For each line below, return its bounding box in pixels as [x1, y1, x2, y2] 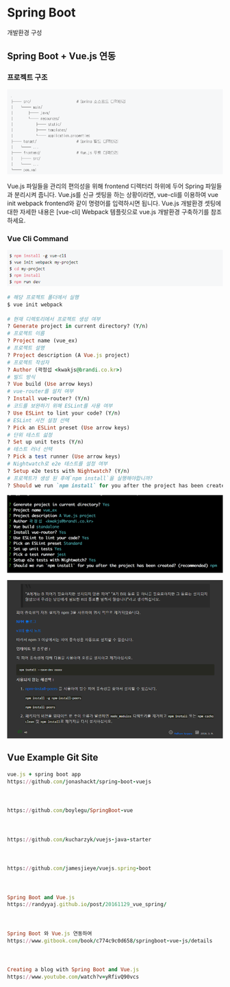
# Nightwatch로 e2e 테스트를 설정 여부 [7, 461, 108, 467]
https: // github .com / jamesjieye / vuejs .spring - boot [7, 865, 152, 872]
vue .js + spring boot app [7, 771, 81, 778]
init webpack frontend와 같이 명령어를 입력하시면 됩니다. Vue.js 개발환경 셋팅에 [7, 199, 221, 207]
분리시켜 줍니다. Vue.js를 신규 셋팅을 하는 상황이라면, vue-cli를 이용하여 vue [14, 190, 219, 198]
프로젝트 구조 [7, 73, 48, 82]
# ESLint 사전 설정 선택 [7, 417, 70, 423]
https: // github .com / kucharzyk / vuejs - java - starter [7, 836, 152, 843]
